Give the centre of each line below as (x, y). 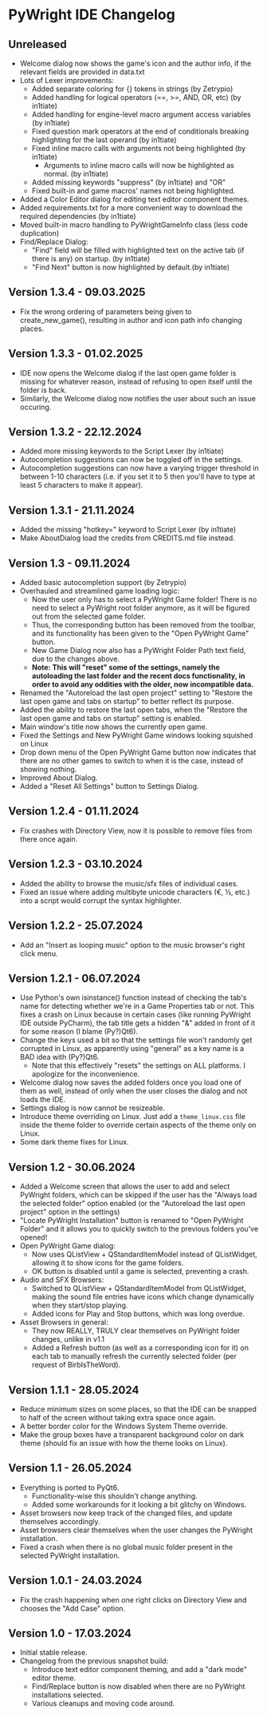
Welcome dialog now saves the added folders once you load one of (130, 1083)
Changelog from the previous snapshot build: (94, 1661)
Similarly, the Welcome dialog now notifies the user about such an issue (138, 398)
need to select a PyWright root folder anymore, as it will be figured (141, 608)
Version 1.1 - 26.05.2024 (70, 1468)
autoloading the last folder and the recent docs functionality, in (138, 676)
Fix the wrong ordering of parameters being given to (106, 311)
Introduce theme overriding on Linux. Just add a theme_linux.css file (132, 1117)
